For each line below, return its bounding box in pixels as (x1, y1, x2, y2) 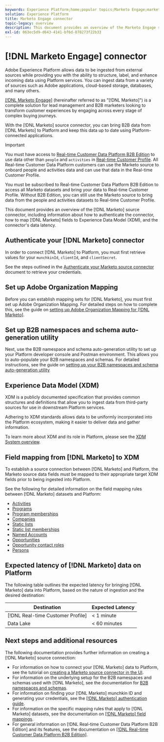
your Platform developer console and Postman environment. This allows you (5, 352, 159, 358)
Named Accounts (12, 532, 47, 537)
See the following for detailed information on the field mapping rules (5, 486, 143, 492)
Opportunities (12, 537, 40, 542)
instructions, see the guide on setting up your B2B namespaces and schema (5, 362, 159, 368)
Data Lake (7, 620, 31, 627)
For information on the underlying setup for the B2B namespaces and (12, 674, 152, 681)
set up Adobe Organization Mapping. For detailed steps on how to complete (5, 301, 158, 307)
